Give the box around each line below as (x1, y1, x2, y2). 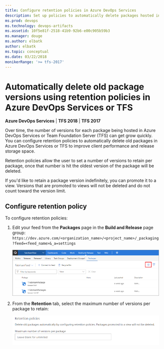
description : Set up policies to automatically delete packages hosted (5, 13, 154, 18)
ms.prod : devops (5, 18, 38, 23)
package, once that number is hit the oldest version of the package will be (5, 163, 154, 169)
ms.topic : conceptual (5, 49, 49, 54)
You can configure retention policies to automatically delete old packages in (5, 138, 158, 144)
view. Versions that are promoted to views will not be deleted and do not (5, 183, 150, 189)
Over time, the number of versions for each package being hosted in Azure (5, 128, 156, 133)
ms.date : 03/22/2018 (5, 54, 47, 59)
